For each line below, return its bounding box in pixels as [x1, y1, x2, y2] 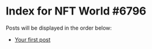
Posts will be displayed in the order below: [5, 24, 112, 31]
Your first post [14, 36, 51, 43]
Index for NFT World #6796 [5, 4, 147, 18]
